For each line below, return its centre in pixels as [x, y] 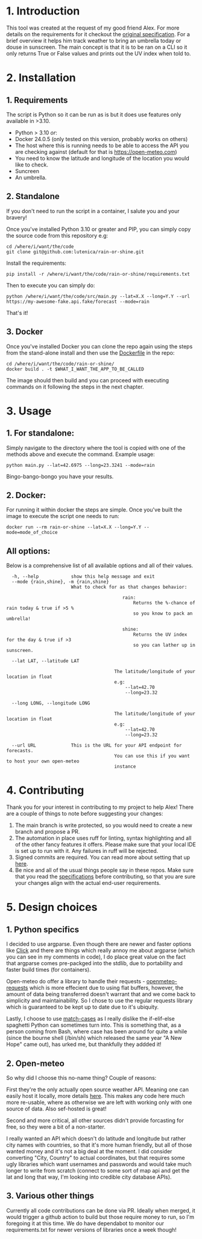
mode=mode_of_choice [32, 533]
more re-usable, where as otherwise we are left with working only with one [99, 1102]
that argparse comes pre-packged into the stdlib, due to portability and [94, 963]
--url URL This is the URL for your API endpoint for [97, 746]
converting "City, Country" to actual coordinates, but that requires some [96, 1158]
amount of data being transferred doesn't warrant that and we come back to [101, 994]
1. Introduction [43, 11]
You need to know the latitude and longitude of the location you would [102, 158]
